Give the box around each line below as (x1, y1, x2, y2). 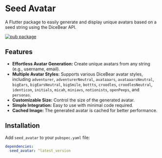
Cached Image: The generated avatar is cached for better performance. (12, 107, 158, 113)
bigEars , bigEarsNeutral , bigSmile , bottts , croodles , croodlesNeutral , (12, 81, 153, 87)
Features (5, 48, 33, 56)
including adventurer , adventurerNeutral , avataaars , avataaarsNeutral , (12, 76, 155, 82)
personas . (12, 92, 32, 98)
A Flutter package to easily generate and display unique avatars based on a (5, 19, 157, 25)
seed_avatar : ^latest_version (9, 148, 71, 154)
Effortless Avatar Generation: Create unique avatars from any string (12, 60, 150, 66)
